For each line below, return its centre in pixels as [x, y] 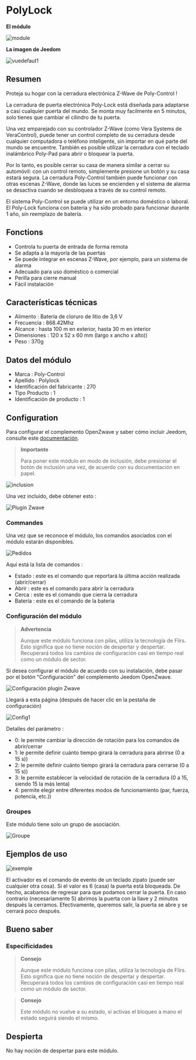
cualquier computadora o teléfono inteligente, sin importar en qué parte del [97, 141]
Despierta [24, 1036]
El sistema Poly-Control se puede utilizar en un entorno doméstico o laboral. [98, 201]
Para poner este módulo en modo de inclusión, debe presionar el [99, 461]
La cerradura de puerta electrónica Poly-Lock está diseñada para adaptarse [97, 105]
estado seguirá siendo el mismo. [59, 1018]
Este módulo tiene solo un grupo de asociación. [63, 824]
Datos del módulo [39, 360]
